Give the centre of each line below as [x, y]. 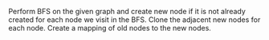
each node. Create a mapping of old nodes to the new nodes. [110, 28]
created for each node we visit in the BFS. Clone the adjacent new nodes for [134, 20]
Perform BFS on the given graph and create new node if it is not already [127, 11]
